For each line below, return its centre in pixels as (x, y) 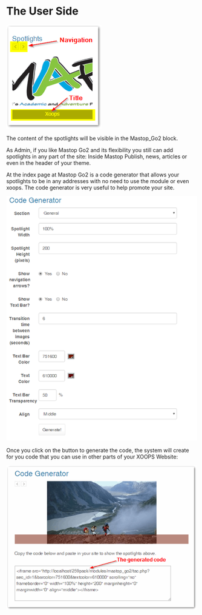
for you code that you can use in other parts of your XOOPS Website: (92, 457)
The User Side (42, 11)
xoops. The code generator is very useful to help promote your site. (90, 187)
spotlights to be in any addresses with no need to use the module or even (98, 181)
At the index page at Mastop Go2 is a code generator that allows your (93, 175)
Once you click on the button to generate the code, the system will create (98, 450)
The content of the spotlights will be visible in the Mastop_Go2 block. (92, 138)
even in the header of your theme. (49, 163)
